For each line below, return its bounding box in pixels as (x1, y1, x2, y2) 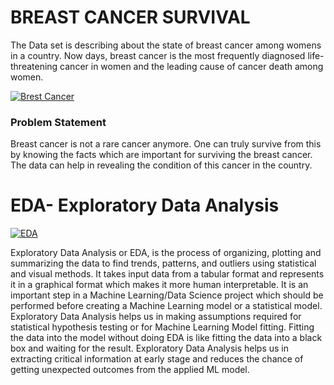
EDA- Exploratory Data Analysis (10, 194, 280, 217)
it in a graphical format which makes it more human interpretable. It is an (10, 279, 309, 291)
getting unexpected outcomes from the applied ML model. (10, 364, 250, 376)
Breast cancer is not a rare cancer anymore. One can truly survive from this (10, 138, 322, 150)
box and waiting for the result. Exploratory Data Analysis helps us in (10, 342, 290, 355)
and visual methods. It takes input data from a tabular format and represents (10, 268, 325, 280)
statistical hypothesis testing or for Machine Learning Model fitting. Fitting (10, 321, 315, 333)
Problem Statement (10, 115, 107, 129)
